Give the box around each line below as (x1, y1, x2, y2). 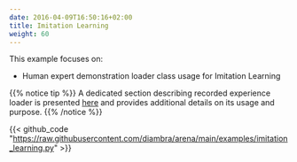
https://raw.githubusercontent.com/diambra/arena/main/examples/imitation (12, 134, 288, 144)
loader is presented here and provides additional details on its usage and (9, 97, 275, 108)
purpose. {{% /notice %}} (9, 107, 103, 118)
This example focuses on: (9, 54, 104, 65)
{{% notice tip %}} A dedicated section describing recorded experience (9, 88, 271, 98)
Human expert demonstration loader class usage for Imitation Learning (21, 71, 281, 81)
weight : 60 (9, 29, 50, 38)
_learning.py (9, 143, 55, 153)
